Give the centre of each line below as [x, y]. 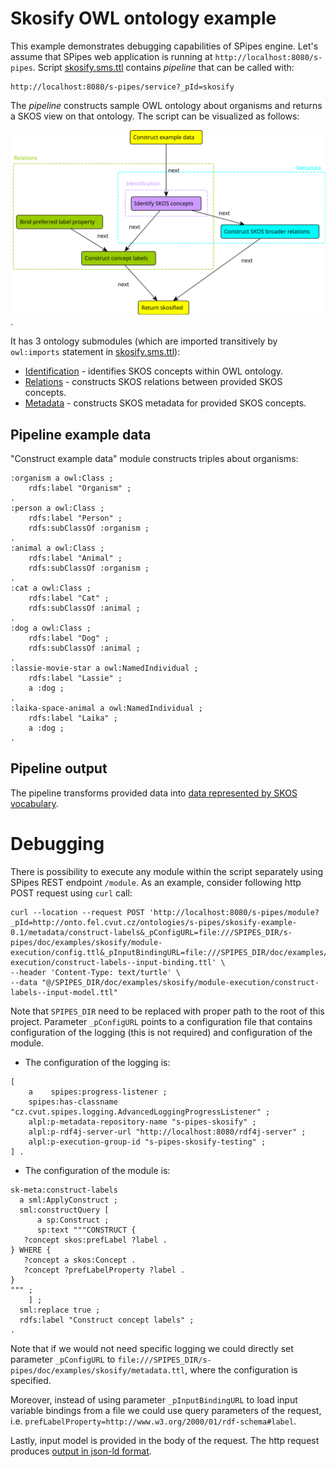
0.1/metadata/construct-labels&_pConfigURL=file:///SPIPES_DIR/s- [151, 932]
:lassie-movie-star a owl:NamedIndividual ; [104, 668]
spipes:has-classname [73, 1102]
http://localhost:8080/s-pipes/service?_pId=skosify [122, 87]
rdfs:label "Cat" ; [69, 598]
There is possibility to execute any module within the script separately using [167, 871]
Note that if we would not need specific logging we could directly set [152, 1348]
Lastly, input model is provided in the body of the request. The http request [165, 1440]
